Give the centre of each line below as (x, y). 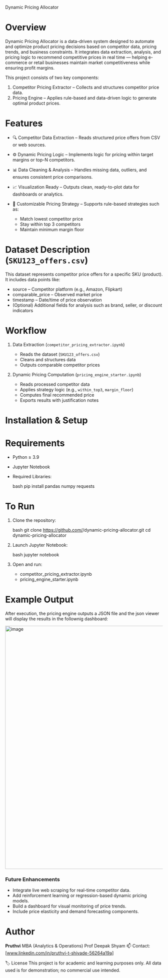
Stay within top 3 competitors (50, 224)
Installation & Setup (46, 420)
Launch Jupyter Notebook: (40, 545)
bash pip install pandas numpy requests (53, 486)
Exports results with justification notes (59, 400)
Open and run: (27, 564)
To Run (20, 507)
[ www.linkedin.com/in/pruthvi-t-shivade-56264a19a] (59, 953)
